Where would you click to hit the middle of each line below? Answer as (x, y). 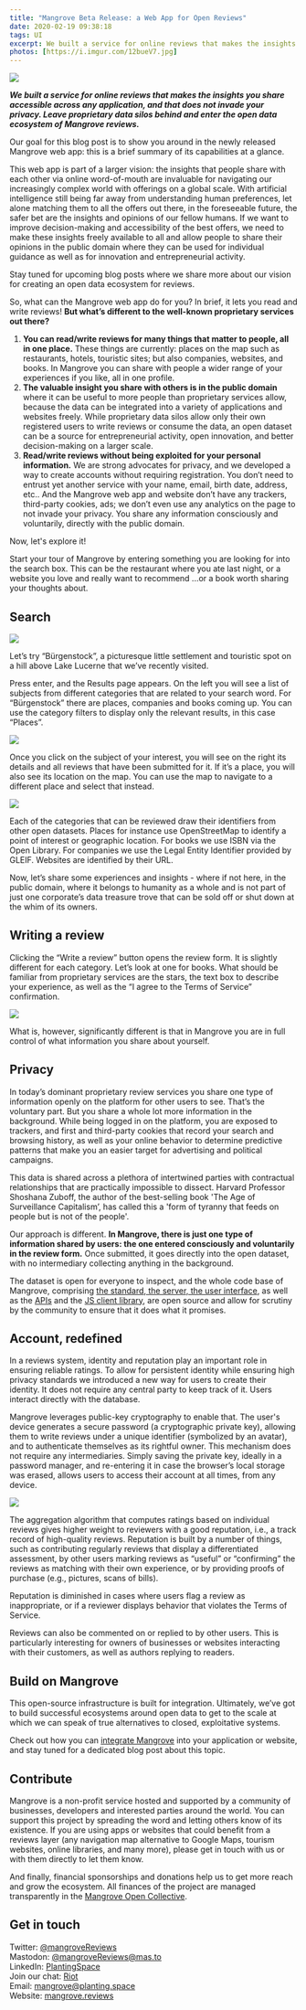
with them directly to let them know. (77, 1859)
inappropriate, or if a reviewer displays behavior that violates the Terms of (148, 1606)
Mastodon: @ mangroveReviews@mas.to (85, 1956)
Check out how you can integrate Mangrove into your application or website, (153, 1740)
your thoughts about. (49, 588)
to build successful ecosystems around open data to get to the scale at (143, 1713)
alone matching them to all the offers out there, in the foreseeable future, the (153, 208)
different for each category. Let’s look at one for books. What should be (144, 967)
